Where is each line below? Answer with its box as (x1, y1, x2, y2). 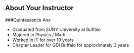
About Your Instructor (5, 4, 74, 12)
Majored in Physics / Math (12, 31, 66, 37)
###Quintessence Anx (5, 17, 51, 23)
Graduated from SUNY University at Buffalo (12, 26, 101, 32)
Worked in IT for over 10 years (12, 37, 74, 43)
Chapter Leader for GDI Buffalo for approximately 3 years (12, 42, 130, 48)
